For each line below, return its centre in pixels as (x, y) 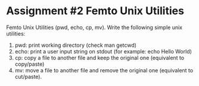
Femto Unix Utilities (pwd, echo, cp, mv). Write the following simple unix (94, 27)
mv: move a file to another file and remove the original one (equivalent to (104, 70)
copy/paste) (29, 64)
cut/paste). (28, 77)
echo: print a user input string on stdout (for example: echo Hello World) (103, 51)
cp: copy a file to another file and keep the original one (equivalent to (99, 58)
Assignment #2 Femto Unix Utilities (95, 11)
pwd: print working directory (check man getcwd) (76, 45)
